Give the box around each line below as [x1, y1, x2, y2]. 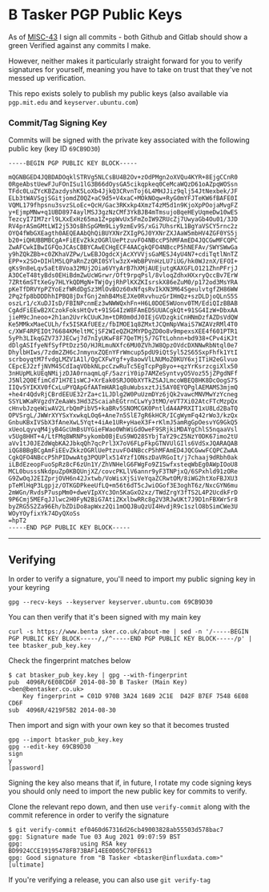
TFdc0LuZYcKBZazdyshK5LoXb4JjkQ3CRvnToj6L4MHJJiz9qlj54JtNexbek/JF [8, 187, 239, 195]
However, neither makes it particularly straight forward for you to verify [8, 56, 243, 66]
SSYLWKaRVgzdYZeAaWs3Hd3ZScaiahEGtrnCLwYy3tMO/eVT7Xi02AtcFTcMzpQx [8, 398, 239, 406]
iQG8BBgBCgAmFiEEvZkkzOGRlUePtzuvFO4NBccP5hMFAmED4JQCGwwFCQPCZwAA [8, 447, 239, 455]
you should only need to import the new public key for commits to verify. [8, 786, 247, 796]
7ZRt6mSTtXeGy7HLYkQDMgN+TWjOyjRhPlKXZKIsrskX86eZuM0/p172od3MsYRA [8, 279, 239, 287]
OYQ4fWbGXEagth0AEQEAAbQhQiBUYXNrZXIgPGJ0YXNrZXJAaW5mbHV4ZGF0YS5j [8, 230, 239, 238]
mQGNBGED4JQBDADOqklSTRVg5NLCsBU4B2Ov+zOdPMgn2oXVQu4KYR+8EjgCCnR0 [8, 174, 239, 182]
